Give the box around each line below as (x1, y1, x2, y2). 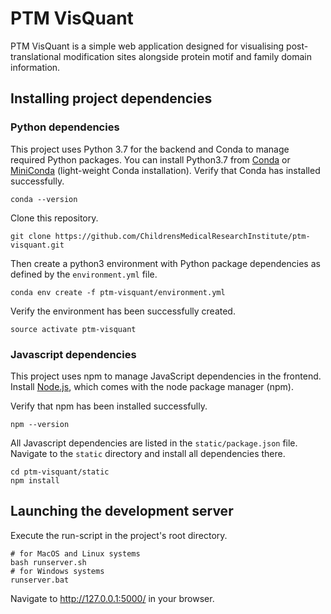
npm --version (10, 419, 70, 429)
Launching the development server (10, 503, 234, 520)
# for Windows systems (10, 566, 105, 576)
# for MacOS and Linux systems (10, 548, 141, 559)
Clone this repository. (10, 212, 99, 224)
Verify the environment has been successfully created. (10, 305, 236, 317)
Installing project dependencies (10, 90, 213, 107)
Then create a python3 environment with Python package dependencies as (10, 257, 321, 269)
